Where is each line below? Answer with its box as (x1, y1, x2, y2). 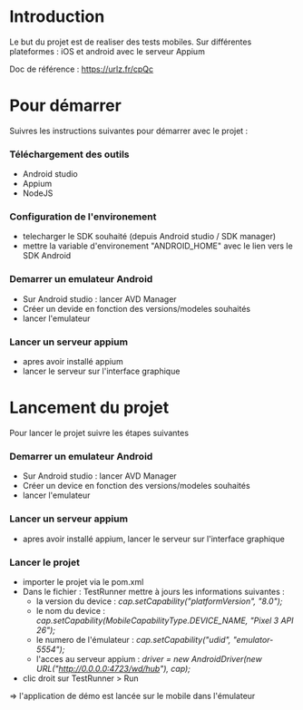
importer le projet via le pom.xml (22, 576, 144, 587)
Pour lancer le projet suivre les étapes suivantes (9, 428, 189, 438)
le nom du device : (35, 605, 106, 616)
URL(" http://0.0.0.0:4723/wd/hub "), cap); (35, 663, 191, 674)
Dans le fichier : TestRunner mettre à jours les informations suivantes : (22, 586, 286, 597)
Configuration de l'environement (9, 210, 157, 223)
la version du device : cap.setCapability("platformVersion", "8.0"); (35, 596, 283, 607)
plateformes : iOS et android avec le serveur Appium (9, 45, 206, 56)
